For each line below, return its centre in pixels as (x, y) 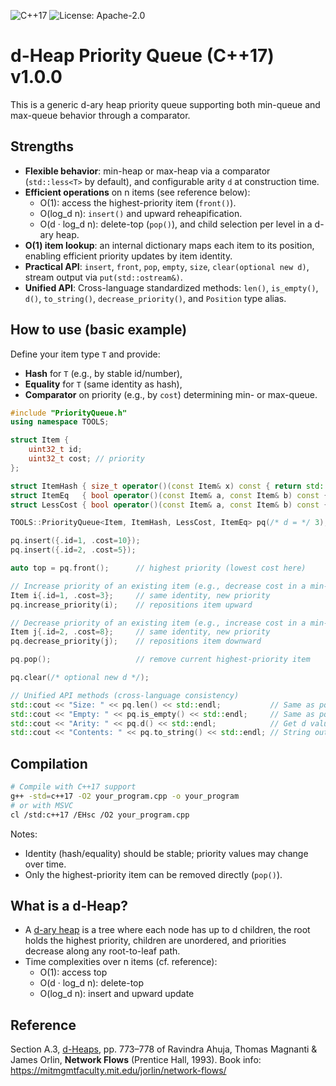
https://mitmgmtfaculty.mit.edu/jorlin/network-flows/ (118, 1071)
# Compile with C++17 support (73, 787)
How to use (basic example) (99, 330)
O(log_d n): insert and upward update (117, 994)
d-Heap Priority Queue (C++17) (142, 56)
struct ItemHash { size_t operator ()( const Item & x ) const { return (156, 486)
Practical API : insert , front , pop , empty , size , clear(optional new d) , (167, 266)
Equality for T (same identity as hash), (103, 384)
